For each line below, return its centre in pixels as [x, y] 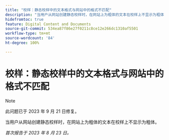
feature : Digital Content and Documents [48, 24]
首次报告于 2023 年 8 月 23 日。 [38, 132]
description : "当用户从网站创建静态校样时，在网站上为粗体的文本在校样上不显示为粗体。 [87, 15]
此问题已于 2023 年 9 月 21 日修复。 [42, 111]
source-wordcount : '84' [30, 38]
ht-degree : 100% [22, 43]
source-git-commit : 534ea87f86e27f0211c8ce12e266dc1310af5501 [72, 29]
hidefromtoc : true [24, 19]
